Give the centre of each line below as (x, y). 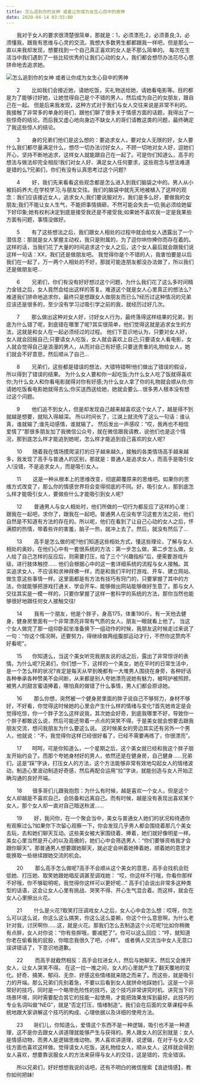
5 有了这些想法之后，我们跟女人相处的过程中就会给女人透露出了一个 (105, 232)
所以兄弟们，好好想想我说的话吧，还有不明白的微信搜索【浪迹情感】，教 (104, 1067)
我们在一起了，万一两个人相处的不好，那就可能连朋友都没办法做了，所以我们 (100, 262)
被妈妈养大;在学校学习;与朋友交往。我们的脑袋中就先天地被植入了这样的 (94, 189)
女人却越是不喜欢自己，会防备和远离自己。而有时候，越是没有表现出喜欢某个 (100, 798)
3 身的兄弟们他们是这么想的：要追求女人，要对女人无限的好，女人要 (105, 140)
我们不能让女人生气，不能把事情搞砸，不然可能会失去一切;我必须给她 (102, 204)
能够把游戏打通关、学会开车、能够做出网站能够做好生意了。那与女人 (110, 586)
